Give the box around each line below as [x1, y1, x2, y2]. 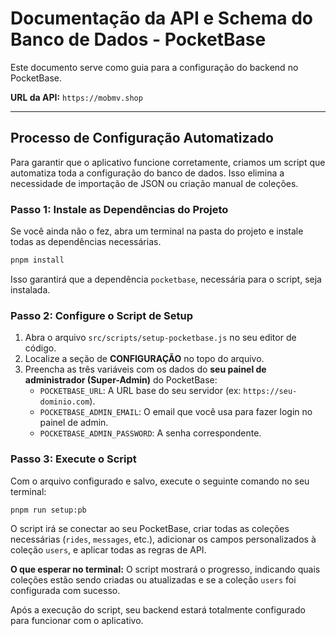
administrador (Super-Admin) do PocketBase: [24, 374, 218, 386]
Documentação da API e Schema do [10, 7, 313, 30]
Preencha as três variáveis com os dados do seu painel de [24, 363, 267, 376]
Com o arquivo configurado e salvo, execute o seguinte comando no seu [10, 475, 310, 487]
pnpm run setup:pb [10, 505, 87, 515]
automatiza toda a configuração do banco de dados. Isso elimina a [10, 167, 285, 179]
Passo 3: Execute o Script [10, 452, 137, 466]
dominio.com [39, 397, 90, 407]
